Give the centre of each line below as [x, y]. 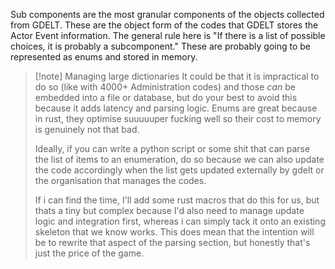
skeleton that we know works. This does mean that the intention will [174, 232]
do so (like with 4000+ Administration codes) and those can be [165, 87]
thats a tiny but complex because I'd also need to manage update [169, 210]
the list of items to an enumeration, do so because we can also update [179, 159]
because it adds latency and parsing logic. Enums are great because [176, 108]
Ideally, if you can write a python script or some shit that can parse [172, 148]
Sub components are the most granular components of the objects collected [167, 14]
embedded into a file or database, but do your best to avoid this [166, 97]
